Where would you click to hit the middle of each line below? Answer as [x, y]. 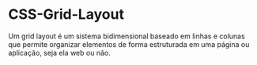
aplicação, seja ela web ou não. [59, 52]
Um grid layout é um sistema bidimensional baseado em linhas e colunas [127, 36]
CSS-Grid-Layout [66, 14]
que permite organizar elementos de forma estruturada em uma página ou [129, 44]
